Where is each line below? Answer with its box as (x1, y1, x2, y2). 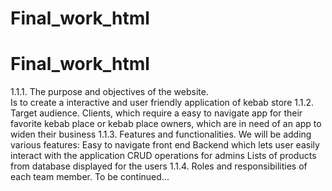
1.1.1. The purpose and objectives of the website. (10, 86, 209, 98)
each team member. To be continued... (10, 171, 170, 183)
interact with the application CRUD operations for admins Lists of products (10, 150, 317, 162)
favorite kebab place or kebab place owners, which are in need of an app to (10, 118, 322, 130)
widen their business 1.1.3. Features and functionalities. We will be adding (10, 128, 312, 141)
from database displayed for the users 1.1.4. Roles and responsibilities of (10, 160, 308, 172)
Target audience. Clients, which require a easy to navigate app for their (10, 107, 303, 119)
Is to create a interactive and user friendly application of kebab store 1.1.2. (10, 97, 315, 109)
